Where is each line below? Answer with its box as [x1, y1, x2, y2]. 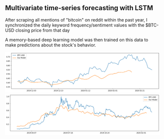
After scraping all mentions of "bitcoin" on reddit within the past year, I [5, 17, 148, 23]
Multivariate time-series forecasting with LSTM [5, 4, 153, 12]
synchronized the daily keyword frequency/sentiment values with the [5, 22, 145, 28]
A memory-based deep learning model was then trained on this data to [5, 37, 148, 43]
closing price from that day [15, 27, 70, 33]
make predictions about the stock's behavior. [5, 42, 97, 48]
